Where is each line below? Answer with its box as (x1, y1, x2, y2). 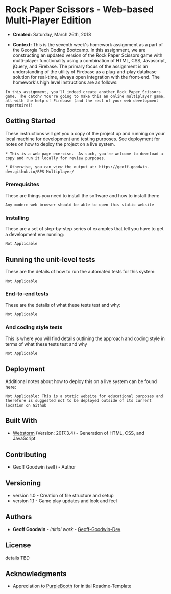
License (5, 541, 31, 550)
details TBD (5, 555, 30, 561)
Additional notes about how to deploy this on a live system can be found (5, 378, 157, 385)
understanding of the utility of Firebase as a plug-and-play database (12, 68, 157, 75)
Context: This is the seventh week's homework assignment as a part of (12, 41, 163, 47)
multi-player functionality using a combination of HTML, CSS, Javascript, (12, 57, 166, 63)
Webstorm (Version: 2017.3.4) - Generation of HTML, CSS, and (12, 430, 144, 436)
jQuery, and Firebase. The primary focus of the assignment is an (12, 63, 149, 69)
